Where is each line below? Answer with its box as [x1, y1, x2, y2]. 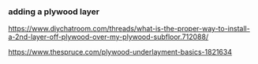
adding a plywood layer [8, 6, 100, 17]
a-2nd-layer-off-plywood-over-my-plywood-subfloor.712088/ [8, 32, 209, 41]
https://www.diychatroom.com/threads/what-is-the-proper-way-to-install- [8, 24, 250, 34]
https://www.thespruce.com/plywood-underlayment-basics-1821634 [8, 48, 233, 57]
